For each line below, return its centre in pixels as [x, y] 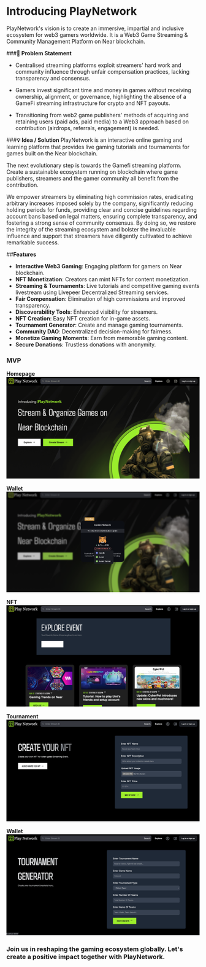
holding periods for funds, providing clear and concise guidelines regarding [102, 209]
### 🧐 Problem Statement [39, 53]
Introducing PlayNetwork [72, 11]
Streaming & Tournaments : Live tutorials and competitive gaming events [107, 285]
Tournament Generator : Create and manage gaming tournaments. [99, 325]
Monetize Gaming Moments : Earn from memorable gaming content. [101, 338]
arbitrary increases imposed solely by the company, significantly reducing [100, 203]
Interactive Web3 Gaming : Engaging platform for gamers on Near [98, 266]
